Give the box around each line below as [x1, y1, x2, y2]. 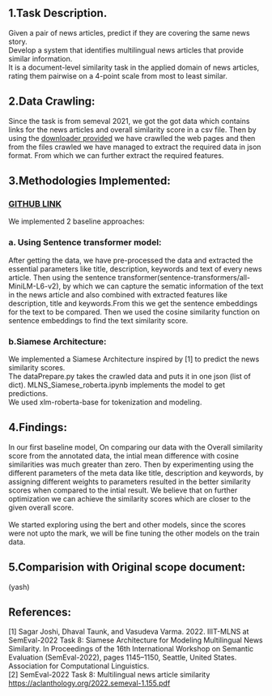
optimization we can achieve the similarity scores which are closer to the [8, 493, 251, 503]
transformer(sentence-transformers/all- [117, 272, 251, 282]
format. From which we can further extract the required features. [8, 150, 224, 160]
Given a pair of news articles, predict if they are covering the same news [8, 28, 250, 37]
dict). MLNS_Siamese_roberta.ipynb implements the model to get [8, 380, 225, 390]
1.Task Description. [8, 6, 108, 20]
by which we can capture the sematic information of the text [62, 281, 264, 291]
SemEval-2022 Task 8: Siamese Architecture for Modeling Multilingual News [8, 635, 263, 645]
